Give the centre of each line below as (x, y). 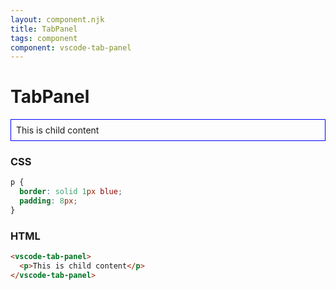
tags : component (44, 38)
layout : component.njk (57, 19)
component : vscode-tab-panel (71, 47)
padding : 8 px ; (48, 201)
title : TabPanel (44, 29)
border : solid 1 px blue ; (71, 192)
